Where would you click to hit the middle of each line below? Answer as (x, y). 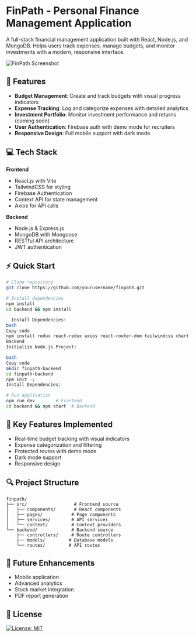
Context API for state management (56, 199)
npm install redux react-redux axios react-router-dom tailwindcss (90, 336)
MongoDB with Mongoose (46, 234)
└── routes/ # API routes (58, 545)
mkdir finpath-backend (34, 368)
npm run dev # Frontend (44, 401)
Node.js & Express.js (39, 228)
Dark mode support (38, 457)
